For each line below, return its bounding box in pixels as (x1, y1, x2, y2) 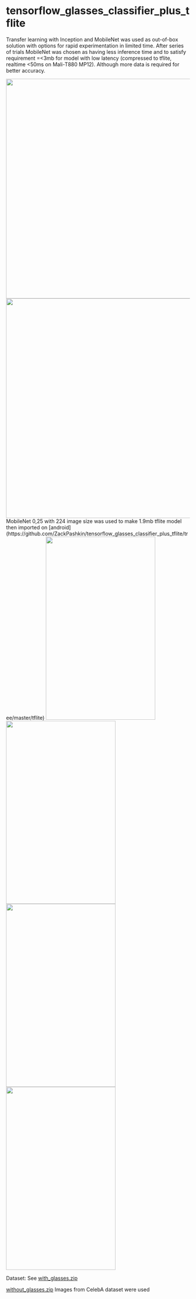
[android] (48, 524, 71, 531)
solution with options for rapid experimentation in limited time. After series (6, 42, 184, 49)
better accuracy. (6, 67, 45, 74)
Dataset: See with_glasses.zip (6, 1274, 78, 1281)
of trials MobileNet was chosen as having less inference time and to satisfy (6, 48, 187, 55)
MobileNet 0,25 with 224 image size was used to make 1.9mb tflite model (6, 517, 182, 525)
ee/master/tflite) (6, 714, 45, 721)
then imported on (6, 524, 48, 531)
